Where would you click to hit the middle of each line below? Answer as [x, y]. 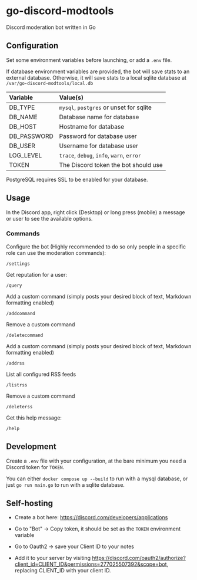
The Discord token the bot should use [111, 165]
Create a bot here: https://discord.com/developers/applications [91, 517]
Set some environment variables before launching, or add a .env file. [89, 60]
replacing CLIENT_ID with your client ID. [63, 571]
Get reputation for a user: [37, 274]
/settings [18, 264]
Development [31, 447]
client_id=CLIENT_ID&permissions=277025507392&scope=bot [91, 564]
